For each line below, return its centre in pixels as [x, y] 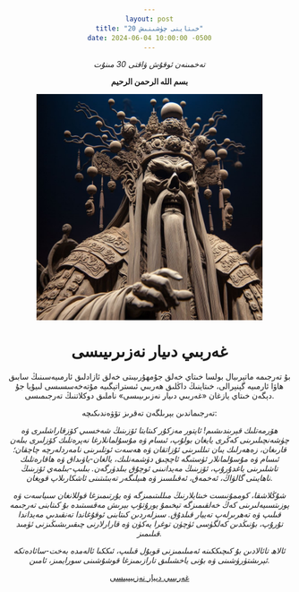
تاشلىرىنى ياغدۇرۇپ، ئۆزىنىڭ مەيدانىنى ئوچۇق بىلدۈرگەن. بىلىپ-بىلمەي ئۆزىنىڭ [149, 468]
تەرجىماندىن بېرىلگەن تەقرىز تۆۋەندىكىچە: [149, 413]
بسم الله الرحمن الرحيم [149, 82]
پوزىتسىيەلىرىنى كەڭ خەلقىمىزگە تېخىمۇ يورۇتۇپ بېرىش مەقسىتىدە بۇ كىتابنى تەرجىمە [149, 504]
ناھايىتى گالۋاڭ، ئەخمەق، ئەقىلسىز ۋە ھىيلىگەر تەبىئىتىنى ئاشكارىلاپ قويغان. [149, 477]
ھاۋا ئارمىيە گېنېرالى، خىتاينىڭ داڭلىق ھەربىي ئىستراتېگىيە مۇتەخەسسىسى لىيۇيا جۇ [149, 386]
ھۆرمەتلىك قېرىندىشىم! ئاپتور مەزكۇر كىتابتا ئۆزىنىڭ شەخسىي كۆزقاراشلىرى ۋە [149, 430]
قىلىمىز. [149, 533]
